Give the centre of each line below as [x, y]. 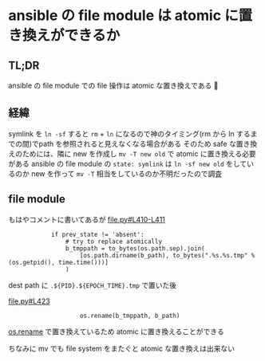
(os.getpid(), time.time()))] [59, 262]
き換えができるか [64, 35]
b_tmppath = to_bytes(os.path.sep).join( [135, 248]
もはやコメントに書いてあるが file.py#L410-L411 [87, 219]
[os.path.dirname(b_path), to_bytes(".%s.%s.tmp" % [167, 255]
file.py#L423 [29, 301]
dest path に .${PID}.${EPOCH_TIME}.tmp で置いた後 [93, 285]
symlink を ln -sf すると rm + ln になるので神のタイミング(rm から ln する [130, 133]
